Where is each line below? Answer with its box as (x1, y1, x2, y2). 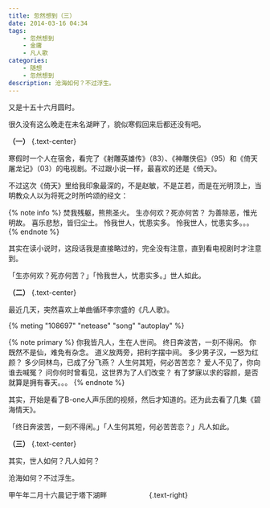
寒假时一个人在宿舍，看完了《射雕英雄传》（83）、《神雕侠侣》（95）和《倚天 (8, 154, 259, 163)
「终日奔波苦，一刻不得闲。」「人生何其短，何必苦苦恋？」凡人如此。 (8, 421, 234, 431)
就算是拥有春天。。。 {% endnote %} (8, 377, 125, 387)
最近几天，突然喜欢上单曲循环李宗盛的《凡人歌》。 (8, 305, 174, 314)
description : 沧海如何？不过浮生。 (8, 79, 115, 87)
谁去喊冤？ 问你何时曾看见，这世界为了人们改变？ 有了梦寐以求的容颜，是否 (8, 367, 259, 377)
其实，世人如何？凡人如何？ (8, 456, 100, 465)
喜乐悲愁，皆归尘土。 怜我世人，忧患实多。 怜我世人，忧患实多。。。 (31, 218, 254, 227)
